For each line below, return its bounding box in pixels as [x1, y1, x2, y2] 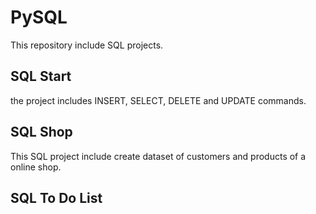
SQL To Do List [10, 189, 103, 206]
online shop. [10, 161, 62, 173]
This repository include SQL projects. [10, 39, 164, 51]
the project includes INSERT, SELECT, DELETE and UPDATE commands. [10, 94, 307, 106]
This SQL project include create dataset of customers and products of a [10, 150, 307, 162]
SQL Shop [10, 124, 73, 141]
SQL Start [10, 68, 72, 85]
